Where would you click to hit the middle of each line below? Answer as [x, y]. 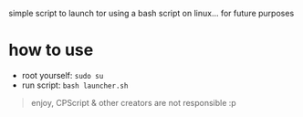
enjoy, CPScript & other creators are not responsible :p [133, 102]
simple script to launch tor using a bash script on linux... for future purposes [151, 13]
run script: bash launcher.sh [75, 85]
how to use [51, 50]
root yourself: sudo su [63, 75]
